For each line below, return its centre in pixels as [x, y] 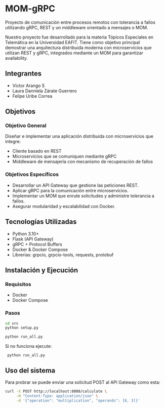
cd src [12, 323]
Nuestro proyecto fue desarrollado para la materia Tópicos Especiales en [79, 37]
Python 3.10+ [26, 234]
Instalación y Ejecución [41, 270]
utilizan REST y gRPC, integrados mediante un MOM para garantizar [74, 53]
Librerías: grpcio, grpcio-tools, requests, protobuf [63, 254]
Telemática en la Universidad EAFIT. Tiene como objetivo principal [73, 42]
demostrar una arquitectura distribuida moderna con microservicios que [79, 47]
